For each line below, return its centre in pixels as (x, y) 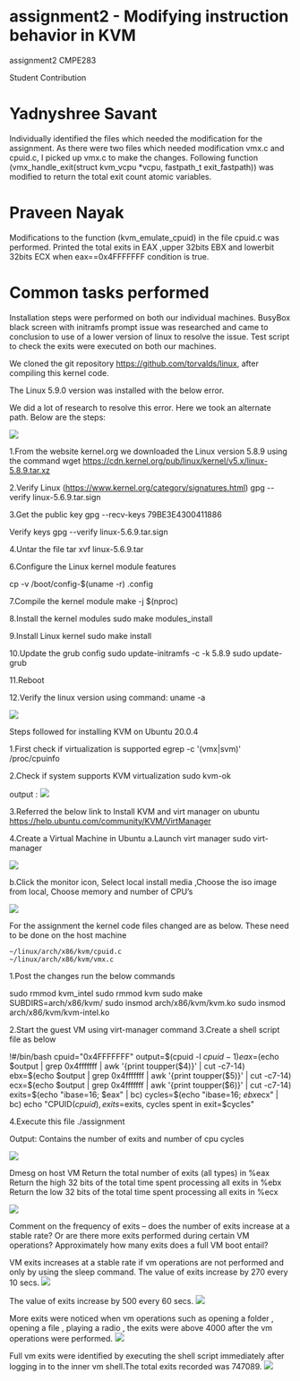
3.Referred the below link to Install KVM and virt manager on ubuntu (134, 811)
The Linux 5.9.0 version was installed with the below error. (117, 390)
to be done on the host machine (68, 935)
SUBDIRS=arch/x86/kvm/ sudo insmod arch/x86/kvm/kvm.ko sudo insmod (148, 1002)
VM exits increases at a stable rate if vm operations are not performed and (146, 1262)
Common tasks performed (109, 293)
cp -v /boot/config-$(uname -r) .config (81, 584)
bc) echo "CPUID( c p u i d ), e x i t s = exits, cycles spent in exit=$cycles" (132, 1104)
